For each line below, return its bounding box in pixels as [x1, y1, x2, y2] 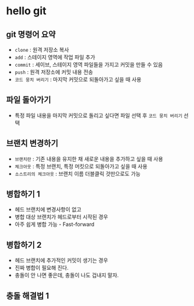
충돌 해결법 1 [6, 291, 49, 301]
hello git [6, 4, 47, 18]
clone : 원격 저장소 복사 [14, 46, 69, 53]
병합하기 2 [6, 239, 42, 250]
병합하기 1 [6, 189, 40, 200]
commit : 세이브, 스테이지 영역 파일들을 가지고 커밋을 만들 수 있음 [14, 61, 163, 68]
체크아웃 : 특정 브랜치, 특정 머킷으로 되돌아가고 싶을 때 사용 [14, 162, 148, 170]
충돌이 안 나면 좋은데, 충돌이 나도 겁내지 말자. [14, 272, 119, 279]
